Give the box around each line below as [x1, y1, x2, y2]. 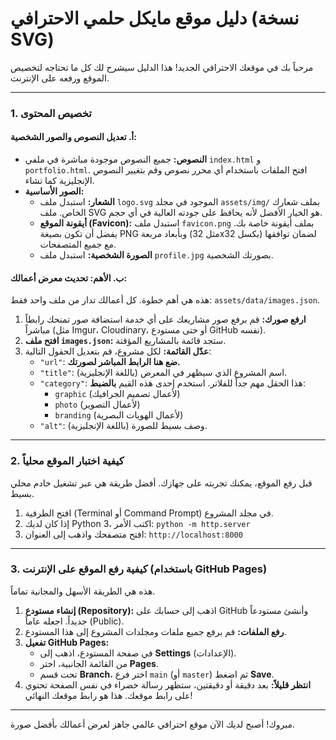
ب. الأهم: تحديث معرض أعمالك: [10, 272, 128, 284]
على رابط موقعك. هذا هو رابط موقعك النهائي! [24, 689, 193, 701]
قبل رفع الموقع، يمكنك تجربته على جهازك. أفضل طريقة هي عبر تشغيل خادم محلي [10, 477, 313, 489]
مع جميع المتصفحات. [39, 238, 117, 251]
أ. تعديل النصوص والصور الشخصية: [10, 131, 137, 143]
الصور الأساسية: [24, 185, 85, 197]
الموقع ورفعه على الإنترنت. [10, 72, 110, 84]
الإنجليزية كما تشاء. [24, 175, 95, 187]
